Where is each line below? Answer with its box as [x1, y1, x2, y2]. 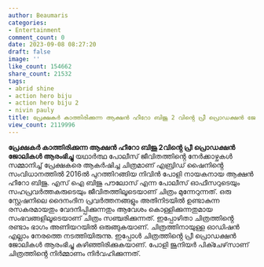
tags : [8, 77, 26, 85]
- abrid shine [8, 84, 55, 93]
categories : [8, 19, 47, 27]
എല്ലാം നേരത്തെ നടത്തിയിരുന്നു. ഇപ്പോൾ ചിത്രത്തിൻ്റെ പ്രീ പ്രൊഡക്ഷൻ [8, 231, 236, 240]
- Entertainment [8, 26, 61, 34]
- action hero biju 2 [8, 99, 79, 107]
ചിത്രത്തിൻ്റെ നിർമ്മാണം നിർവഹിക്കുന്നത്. [8, 248, 141, 258]
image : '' [8, 56, 41, 64]
